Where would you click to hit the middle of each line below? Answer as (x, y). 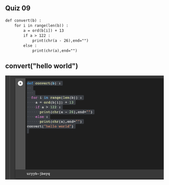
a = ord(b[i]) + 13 (44, 30)
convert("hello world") (42, 66)
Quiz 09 (18, 8)
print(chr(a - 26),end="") (60, 40)
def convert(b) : (23, 20)
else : (30, 45)
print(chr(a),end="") (55, 51)
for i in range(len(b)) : (41, 25)
